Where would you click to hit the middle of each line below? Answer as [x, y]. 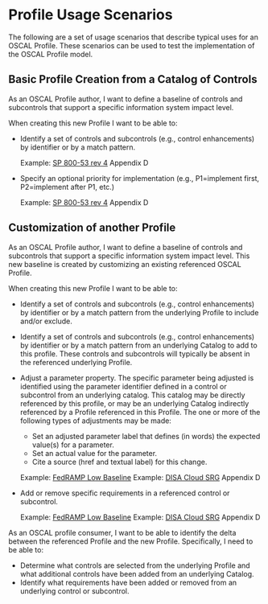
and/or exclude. [46, 321]
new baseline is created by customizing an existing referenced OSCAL [125, 264]
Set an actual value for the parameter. [95, 453]
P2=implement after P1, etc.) [67, 187]
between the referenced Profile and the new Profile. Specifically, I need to [131, 541]
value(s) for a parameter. [73, 445]
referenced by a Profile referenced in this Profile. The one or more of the [140, 412]
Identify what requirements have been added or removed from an [128, 582]
